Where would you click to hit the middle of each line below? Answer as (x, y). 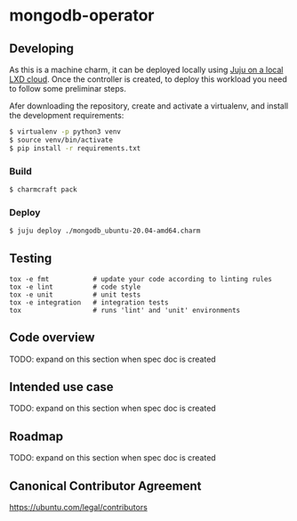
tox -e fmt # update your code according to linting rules (141, 279)
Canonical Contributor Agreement (105, 486)
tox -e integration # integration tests (89, 302)
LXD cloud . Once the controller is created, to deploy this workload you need (148, 79)
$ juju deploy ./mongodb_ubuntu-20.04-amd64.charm (105, 231)
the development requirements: (67, 115)
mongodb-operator (82, 16)
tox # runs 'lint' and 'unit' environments (125, 310)
